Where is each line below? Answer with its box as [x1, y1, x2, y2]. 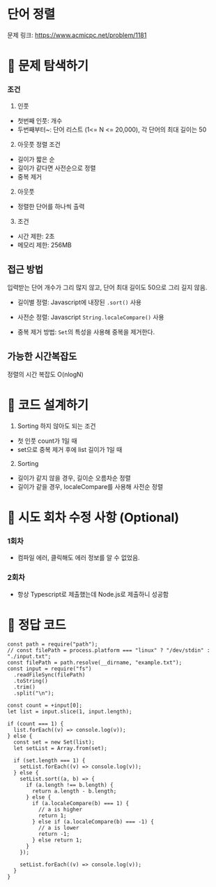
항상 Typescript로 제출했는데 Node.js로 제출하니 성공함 [17, 590, 169, 598]
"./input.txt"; [7, 653, 52, 660]
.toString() [13, 677, 49, 684]
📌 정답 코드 [7, 617, 66, 633]
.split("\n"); [13, 690, 54, 697]
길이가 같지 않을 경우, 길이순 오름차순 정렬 [17, 474, 131, 482]
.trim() [13, 683, 36, 690]
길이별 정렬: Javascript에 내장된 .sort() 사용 [17, 298, 141, 306]
